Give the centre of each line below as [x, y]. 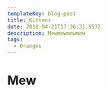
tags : [15, 40]
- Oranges [28, 46]
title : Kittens [29, 20]
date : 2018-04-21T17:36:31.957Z [54, 26]
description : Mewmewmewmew [46, 33]
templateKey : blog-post [42, 14]
